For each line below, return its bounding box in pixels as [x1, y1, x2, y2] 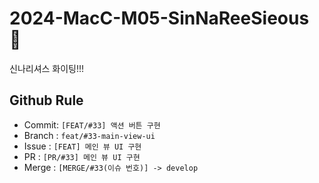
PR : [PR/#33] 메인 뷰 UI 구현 [23, 150, 141, 162]
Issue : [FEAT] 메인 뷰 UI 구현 [23, 140, 142, 152]
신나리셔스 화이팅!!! [9, 62, 85, 74]
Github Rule [9, 92, 84, 109]
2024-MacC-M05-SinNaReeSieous [9, 7, 310, 30]
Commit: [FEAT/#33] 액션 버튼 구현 [23, 118, 161, 131]
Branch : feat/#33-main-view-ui [23, 129, 156, 141]
